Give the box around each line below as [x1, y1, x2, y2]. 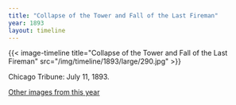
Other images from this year [8, 87, 100, 97]
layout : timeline [8, 26, 66, 34]
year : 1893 [8, 19, 44, 27]
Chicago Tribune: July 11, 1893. [8, 72, 110, 82]
